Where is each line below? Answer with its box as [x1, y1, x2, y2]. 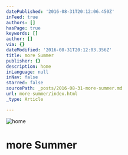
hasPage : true [6, 25, 41, 31]
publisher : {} [6, 58, 41, 64]
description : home [6, 63, 51, 70]
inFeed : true [6, 14, 38, 20]
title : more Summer [6, 52, 54, 58]
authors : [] [6, 19, 35, 25]
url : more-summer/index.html [6, 91, 78, 97]
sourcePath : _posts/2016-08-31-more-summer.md [6, 85, 123, 91]
